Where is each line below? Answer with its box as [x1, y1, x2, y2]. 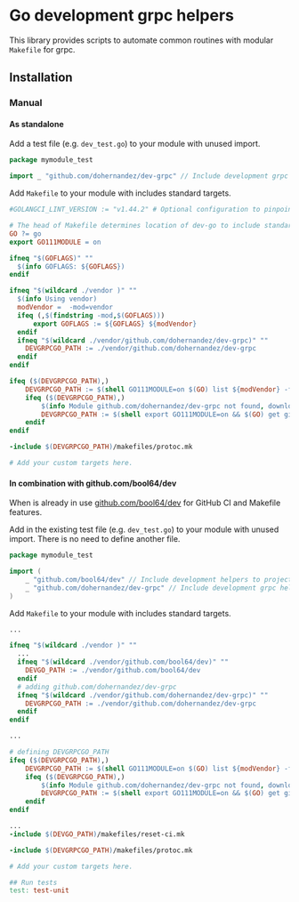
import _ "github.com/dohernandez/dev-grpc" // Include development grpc [9, 172, 289, 181]
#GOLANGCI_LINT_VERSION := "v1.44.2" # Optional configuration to [9, 205, 261, 214]
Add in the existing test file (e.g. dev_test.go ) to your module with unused [9, 524, 279, 535]
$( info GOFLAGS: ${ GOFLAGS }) [17, 262, 125, 271]
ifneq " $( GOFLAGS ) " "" [9, 254, 93, 262]
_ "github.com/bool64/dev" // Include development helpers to [25, 575, 261, 584]
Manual [9, 97, 43, 109]
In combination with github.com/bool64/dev [9, 478, 177, 488]
